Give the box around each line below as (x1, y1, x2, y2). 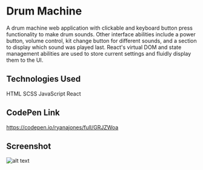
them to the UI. (6, 56, 44, 64)
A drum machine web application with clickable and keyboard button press (6, 24, 193, 31)
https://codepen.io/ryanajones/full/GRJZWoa (6, 123, 119, 131)
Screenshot (6, 141, 52, 151)
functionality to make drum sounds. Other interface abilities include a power (6, 30, 196, 38)
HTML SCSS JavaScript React (6, 90, 81, 97)
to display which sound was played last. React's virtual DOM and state (6, 44, 182, 51)
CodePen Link (6, 108, 60, 118)
